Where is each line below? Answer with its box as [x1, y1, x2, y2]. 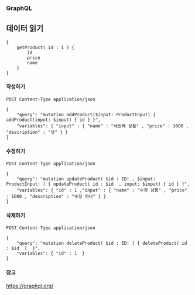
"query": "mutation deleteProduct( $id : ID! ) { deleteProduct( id [16, 241, 187, 247]
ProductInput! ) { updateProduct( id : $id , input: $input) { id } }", [6, 181, 190, 188]
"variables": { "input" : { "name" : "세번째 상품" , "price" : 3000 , [16, 123, 189, 129]
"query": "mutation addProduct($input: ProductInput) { [16, 112, 156, 117]
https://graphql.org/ [6, 282, 54, 289]
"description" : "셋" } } [6, 129, 69, 135]
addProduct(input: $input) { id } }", [6, 117, 101, 123]
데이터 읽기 [6, 23, 44, 33]
